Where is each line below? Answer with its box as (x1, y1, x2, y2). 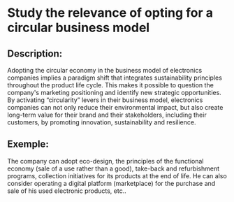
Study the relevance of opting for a (7, 5, 214, 21)
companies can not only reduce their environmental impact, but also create (7, 103, 224, 111)
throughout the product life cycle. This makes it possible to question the (7, 81, 214, 89)
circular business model (7, 20, 150, 36)
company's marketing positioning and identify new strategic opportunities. (7, 89, 221, 96)
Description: (7, 48, 63, 59)
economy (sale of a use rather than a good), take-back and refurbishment (7, 164, 220, 173)
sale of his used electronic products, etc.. (7, 187, 127, 195)
